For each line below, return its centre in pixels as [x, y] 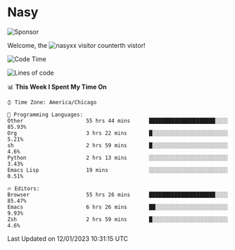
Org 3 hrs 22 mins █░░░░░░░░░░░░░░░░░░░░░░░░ [118, 133]
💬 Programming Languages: [45, 114]
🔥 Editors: [24, 188]
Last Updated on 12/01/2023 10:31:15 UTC [68, 238]
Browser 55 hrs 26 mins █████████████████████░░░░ [118, 194]
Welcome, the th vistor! [76, 45]
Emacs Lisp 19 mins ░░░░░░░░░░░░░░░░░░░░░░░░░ [118, 170]
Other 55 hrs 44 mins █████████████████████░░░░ [118, 120]
